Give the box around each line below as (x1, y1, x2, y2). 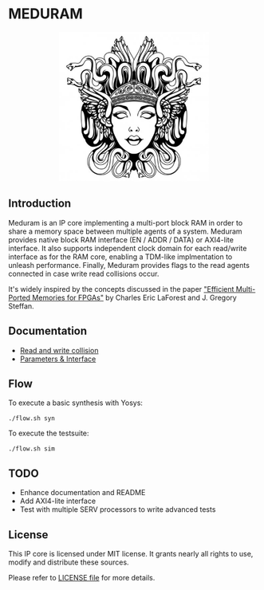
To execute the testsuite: (8, 428, 89, 439)
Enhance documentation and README (19, 488, 146, 498)
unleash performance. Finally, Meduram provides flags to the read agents (8, 260, 250, 269)
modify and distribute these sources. (8, 557, 129, 567)
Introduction (8, 197, 72, 210)
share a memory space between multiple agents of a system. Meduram (8, 226, 242, 236)
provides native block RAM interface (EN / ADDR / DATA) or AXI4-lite (8, 234, 234, 244)
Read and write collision (19, 345, 99, 355)
